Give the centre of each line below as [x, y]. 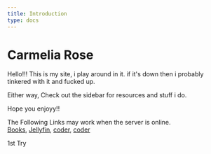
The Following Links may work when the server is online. [89, 122]
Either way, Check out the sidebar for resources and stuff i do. [97, 95]
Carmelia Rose [50, 55]
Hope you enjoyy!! [34, 108]
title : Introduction [38, 14]
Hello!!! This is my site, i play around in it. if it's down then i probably [105, 74]
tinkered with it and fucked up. [52, 82]
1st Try [17, 143]
